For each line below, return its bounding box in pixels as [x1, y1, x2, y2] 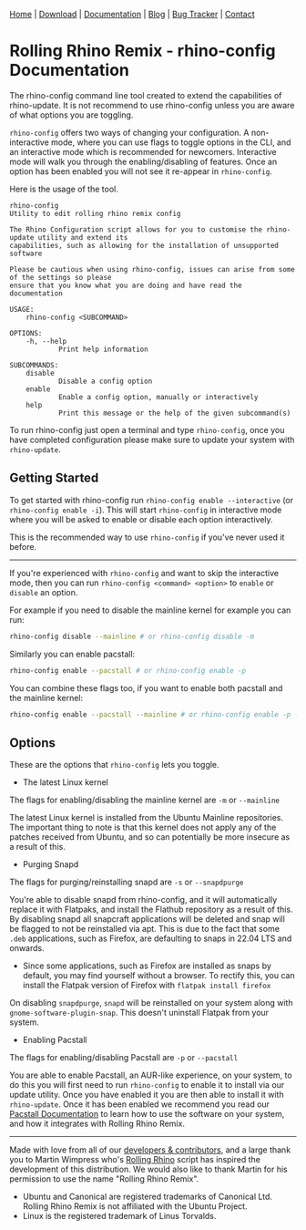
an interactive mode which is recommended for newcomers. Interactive [9, 146, 278, 157]
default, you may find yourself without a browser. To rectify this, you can [22, 970, 295, 981]
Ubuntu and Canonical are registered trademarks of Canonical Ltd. [22, 1191, 273, 1203]
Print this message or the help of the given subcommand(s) [57, 408, 291, 418]
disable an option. [9, 586, 78, 597]
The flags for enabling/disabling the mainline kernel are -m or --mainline [9, 794, 280, 806]
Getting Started [9, 470, 99, 486]
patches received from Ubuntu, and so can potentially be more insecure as [9, 832, 291, 842]
